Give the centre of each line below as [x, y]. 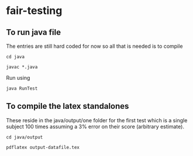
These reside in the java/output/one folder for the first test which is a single [97, 120]
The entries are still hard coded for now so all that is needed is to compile [94, 46]
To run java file [34, 32]
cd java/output [25, 137]
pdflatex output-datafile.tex [43, 147]
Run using [18, 78]
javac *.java [22, 67]
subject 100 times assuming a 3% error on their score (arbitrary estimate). [95, 126]
